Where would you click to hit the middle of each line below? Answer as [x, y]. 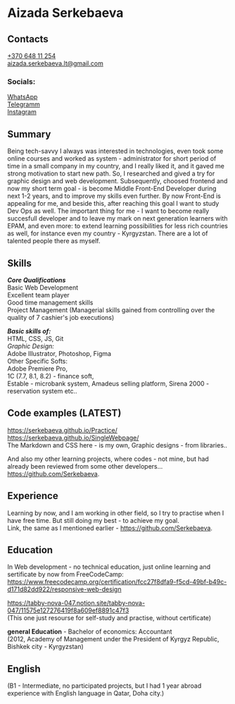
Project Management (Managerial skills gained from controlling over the [111, 310]
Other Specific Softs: [38, 361]
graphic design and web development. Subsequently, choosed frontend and [118, 181]
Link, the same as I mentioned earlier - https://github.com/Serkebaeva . [110, 528]
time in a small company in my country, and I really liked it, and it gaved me [116, 166]
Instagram [22, 112]
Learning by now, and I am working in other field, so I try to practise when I [116, 513]
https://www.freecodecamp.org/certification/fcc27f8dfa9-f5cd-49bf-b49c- [117, 582]
